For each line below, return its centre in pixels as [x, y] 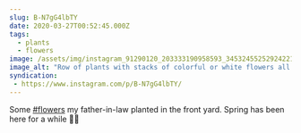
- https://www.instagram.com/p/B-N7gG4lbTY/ [97, 84]
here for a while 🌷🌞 [44, 119]
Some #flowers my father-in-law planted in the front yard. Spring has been [147, 109]
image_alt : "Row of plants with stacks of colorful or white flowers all [150, 68]
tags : [19, 34]
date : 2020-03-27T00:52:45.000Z [69, 26]
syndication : [34, 76]
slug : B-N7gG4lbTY [43, 17]
